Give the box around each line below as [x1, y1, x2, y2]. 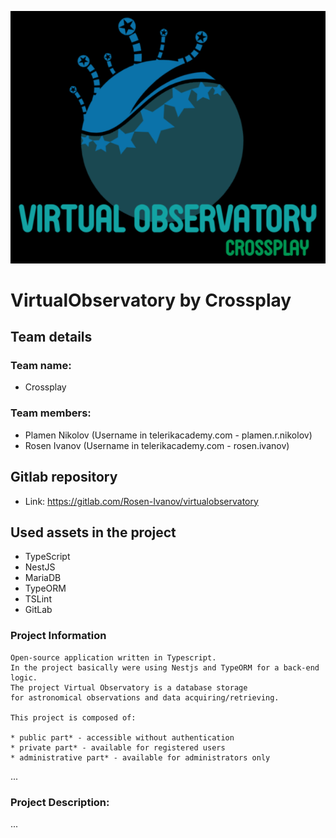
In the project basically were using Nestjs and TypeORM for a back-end [10, 662, 320, 673]
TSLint [24, 593, 52, 605]
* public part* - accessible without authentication [10, 732, 235, 743]
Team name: [10, 359, 72, 373]
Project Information [10, 629, 107, 643]
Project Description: [10, 795, 110, 809]
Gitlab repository [10, 469, 118, 486]
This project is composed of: [10, 712, 137, 723]
